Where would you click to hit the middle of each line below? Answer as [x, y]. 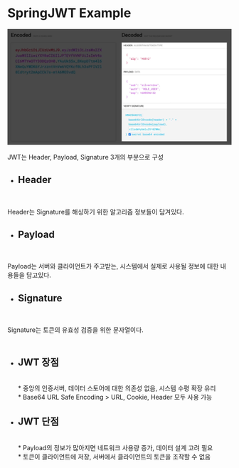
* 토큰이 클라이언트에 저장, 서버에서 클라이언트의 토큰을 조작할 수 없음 [114, 457]
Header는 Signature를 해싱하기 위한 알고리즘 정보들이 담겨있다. [96, 212]
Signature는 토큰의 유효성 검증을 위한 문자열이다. [75, 330]
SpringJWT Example [69, 13]
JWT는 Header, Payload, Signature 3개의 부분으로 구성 [85, 157]
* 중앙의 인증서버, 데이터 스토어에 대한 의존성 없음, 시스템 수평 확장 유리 [117, 388]
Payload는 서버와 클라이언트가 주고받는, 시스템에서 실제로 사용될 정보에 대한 [113, 266]
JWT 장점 [38, 362]
